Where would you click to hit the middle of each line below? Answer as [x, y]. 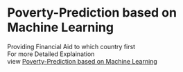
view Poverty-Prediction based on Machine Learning [82, 61]
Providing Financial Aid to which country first [71, 46]
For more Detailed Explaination [51, 54]
